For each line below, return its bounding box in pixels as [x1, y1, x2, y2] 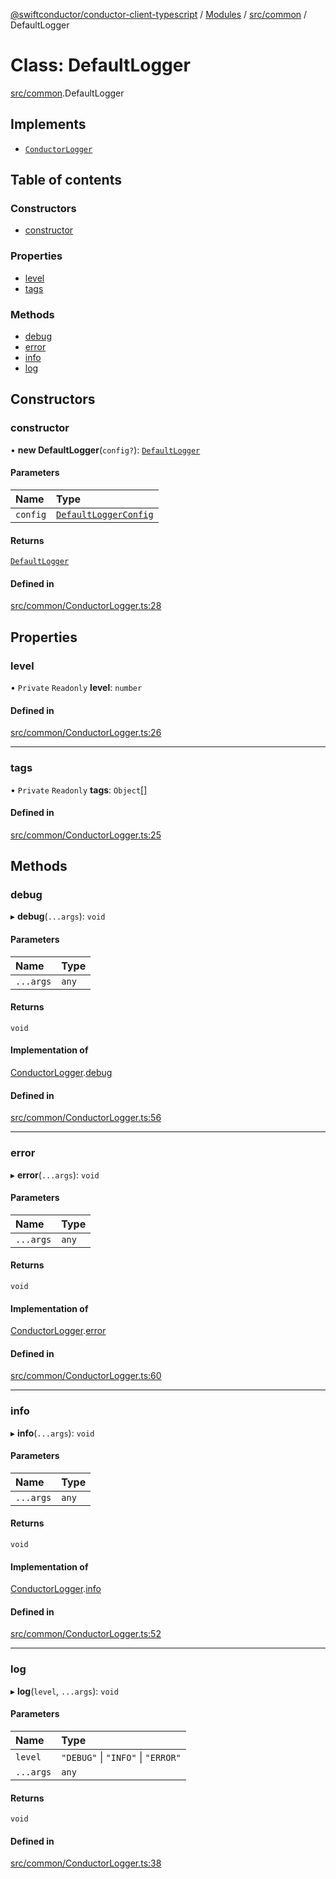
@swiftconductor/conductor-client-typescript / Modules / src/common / [10, 9, 308, 20]
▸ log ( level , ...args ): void [10, 1685, 119, 1697]
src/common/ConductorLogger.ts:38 [10, 1857, 162, 1869]
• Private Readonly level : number [10, 682, 143, 694]
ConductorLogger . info [10, 1583, 102, 1595]
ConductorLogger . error [10, 1325, 107, 1337]
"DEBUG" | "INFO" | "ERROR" [61, 1750, 182, 1764]
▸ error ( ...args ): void [10, 1169, 100, 1181]
